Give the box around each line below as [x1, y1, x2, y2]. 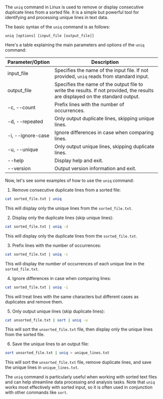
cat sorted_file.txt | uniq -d [5, 224, 68, 229]
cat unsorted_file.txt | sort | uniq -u [5, 318, 88, 322]
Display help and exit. [54, 157, 103, 164]
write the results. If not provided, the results [54, 87, 154, 94]
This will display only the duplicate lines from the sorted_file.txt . [5, 233, 137, 239]
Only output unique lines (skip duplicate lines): [12, 308, 105, 314]
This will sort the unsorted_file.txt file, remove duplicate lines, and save [5, 359, 152, 365]
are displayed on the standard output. [54, 93, 140, 100]
